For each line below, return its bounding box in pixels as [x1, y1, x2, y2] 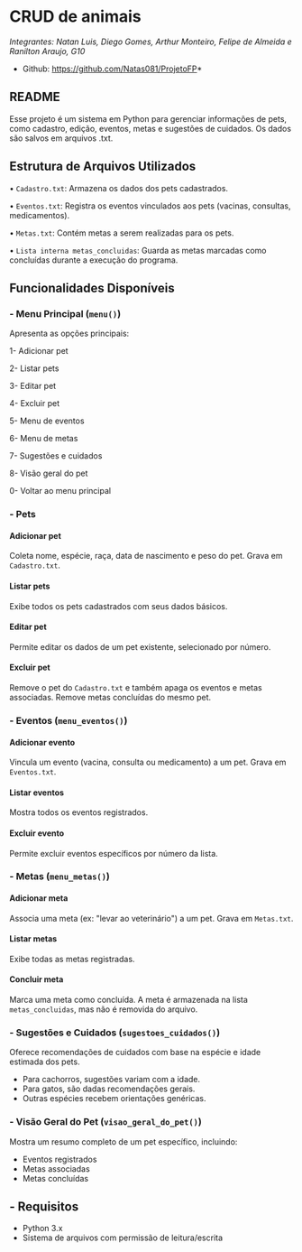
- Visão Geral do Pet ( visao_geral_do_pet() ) [9, 1116, 203, 1128]
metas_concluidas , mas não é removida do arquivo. [9, 1004, 198, 1015]
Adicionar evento [9, 737, 76, 747]
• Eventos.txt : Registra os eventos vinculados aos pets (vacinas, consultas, [9, 200, 291, 211]
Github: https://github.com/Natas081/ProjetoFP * [22, 63, 203, 74]
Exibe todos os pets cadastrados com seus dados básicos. [9, 600, 228, 611]
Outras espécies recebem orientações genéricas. [22, 1093, 206, 1104]
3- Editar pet [9, 381, 57, 392]
